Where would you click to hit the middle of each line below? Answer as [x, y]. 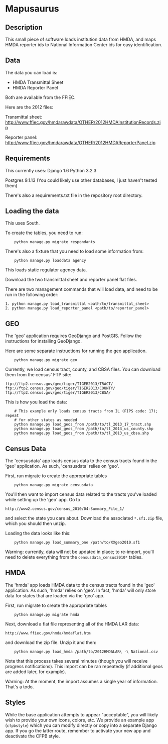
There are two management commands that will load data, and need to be [81, 289]
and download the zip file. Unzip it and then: [51, 642]
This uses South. [23, 223]
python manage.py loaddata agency [50, 261]
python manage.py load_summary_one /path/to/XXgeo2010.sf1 [77, 543]
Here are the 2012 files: [29, 107]
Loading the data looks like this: [38, 534]
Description [24, 27]
